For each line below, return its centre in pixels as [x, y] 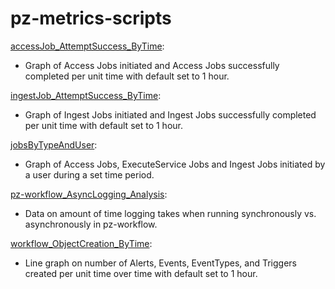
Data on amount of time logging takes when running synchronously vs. [170, 213]
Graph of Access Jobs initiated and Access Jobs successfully [152, 65]
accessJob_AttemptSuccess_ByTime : [87, 46]
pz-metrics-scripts [91, 18]
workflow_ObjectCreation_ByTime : [81, 243]
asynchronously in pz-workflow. [91, 224]
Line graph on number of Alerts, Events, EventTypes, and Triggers [160, 263]
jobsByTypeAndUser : [54, 144]
